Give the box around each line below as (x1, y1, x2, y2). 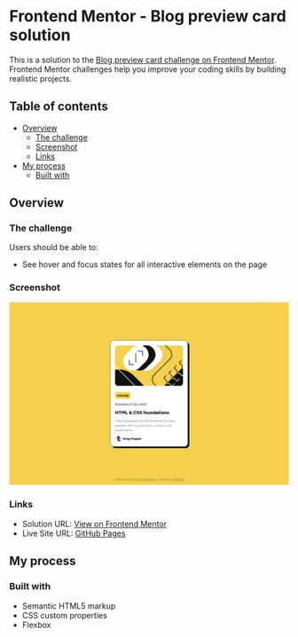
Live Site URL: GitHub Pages (21, 528, 126, 539)
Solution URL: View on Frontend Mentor (21, 518, 167, 529)
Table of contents (9, 99, 108, 114)
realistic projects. (9, 73, 73, 83)
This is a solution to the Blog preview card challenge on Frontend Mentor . (9, 54, 277, 65)
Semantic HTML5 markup (21, 601, 116, 611)
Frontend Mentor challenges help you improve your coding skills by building (9, 64, 286, 75)
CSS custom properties (21, 609, 108, 620)
